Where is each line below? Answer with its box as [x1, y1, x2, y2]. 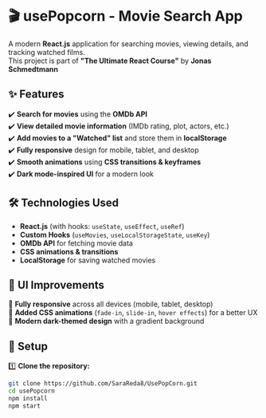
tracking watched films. [8, 47, 85, 57]
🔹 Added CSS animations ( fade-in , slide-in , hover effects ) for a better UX [8, 308, 258, 317]
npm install [8, 394, 48, 402]
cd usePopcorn [8, 387, 56, 396]
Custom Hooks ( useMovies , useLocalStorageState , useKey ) [19, 230, 210, 239]
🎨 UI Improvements [8, 278, 105, 292]
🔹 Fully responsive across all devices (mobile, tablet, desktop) [8, 299, 213, 309]
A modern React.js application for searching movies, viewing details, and [8, 38, 248, 49]
